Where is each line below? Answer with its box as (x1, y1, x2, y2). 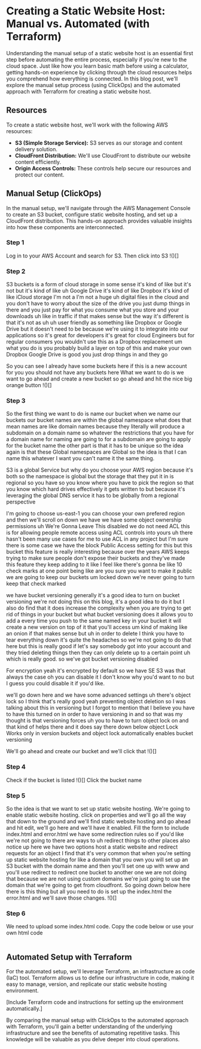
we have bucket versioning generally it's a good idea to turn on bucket (6, 592, 180, 599)
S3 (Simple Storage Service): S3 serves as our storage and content (14, 139, 182, 146)
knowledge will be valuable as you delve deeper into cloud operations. (6, 1036, 180, 1043)
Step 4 (6, 763, 26, 771)
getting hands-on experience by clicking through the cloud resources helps (6, 68, 193, 76)
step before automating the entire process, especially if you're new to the (6, 56, 187, 63)
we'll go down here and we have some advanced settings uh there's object (6, 691, 191, 699)
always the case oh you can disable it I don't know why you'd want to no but (6, 673, 194, 681)
